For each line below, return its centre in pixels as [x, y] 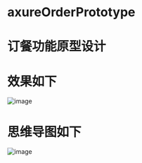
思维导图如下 [45, 132]
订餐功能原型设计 [57, 47]
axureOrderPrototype [71, 12]
